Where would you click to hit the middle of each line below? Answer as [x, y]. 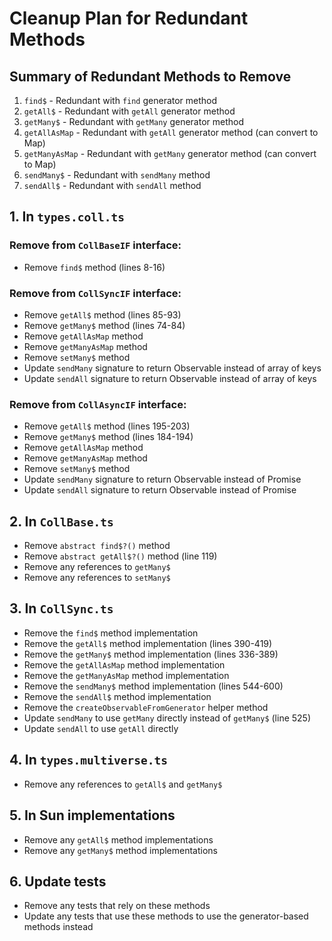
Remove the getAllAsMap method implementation [124, 664]
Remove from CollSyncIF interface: [95, 293]
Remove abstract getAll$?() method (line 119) [120, 556]
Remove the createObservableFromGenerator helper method [146, 707]
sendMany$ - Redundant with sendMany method [117, 175]
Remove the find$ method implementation [111, 633]
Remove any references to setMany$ [97, 578]
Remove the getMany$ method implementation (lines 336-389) [151, 654]
